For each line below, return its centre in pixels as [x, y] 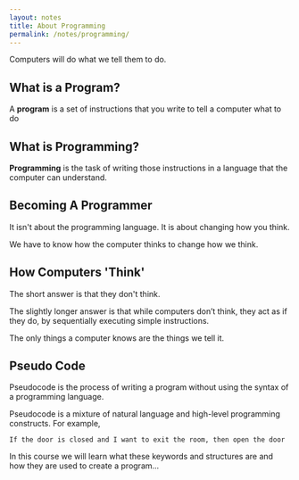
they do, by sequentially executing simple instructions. [109, 320]
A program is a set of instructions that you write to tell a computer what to [145, 109]
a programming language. [57, 397]
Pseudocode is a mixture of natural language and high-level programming [145, 414]
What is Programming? [75, 147]
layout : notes [36, 17]
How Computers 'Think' [77, 273]
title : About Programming [57, 26]
